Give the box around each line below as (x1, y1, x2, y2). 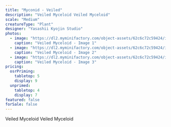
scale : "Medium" (5, 17, 40, 22)
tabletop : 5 (14, 74, 40, 79)
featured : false (5, 97, 40, 102)
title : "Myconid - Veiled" (5, 7, 63, 13)
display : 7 (14, 92, 38, 98)
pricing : (5, 64, 24, 69)
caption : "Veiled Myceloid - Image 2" (14, 50, 97, 55)
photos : (5, 31, 22, 36)
